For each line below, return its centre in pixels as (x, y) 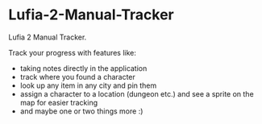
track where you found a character (77, 76)
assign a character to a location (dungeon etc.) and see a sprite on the (137, 93)
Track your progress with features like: (73, 52)
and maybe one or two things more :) (81, 111)
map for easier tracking (59, 102)
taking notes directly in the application (83, 68)
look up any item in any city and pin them (88, 85)
